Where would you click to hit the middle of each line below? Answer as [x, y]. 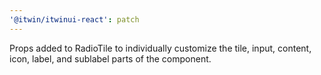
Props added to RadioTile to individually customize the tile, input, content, [160, 48]
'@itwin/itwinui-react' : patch [74, 19]
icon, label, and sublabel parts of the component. [110, 58]
